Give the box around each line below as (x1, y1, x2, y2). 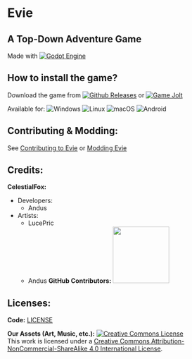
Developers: (17, 196, 53, 205)
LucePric (27, 219, 54, 227)
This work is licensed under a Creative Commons (7, 337, 150, 346)
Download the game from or (7, 90, 145, 99)
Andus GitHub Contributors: (27, 276, 112, 285)
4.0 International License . (89, 344, 163, 353)
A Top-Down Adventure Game (7, 33, 142, 45)
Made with (7, 51, 38, 60)
